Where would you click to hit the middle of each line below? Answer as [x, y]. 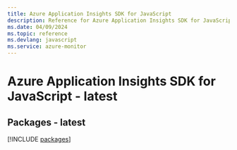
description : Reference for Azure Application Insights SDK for [104, 20]
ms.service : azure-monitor [47, 46]
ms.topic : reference [38, 33]
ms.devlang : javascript [42, 40]
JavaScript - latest [62, 96]
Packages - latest [47, 122]
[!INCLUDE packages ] [39, 139]
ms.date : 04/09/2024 [38, 27]
